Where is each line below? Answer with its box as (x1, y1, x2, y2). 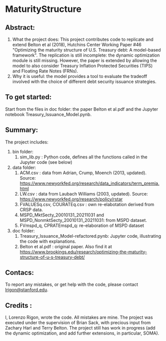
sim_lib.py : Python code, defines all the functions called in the (19, 154, 148, 160)
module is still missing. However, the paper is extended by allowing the (12, 58, 157, 63)
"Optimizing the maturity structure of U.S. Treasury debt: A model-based (12, 47, 161, 53)
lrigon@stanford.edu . (5, 287, 49, 293)
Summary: (5, 126, 38, 135)
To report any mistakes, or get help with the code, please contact (5, 281, 138, 287)
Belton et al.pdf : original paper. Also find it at (19, 243, 112, 249)
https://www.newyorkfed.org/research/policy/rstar (19, 196, 123, 202)
